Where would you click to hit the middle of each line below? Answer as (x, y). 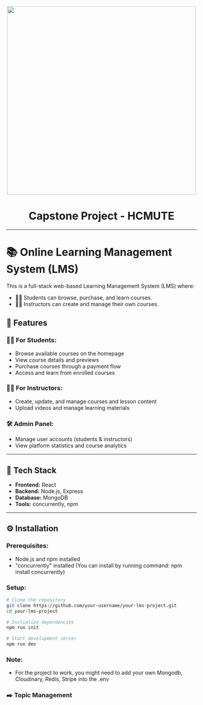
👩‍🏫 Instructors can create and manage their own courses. (87, 304)
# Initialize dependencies (40, 622)
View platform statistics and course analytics (71, 445)
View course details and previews (57, 360)
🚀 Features (27, 323)
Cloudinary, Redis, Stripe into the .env (62, 679)
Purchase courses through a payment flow (68, 366)
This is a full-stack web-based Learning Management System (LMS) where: (101, 286)
